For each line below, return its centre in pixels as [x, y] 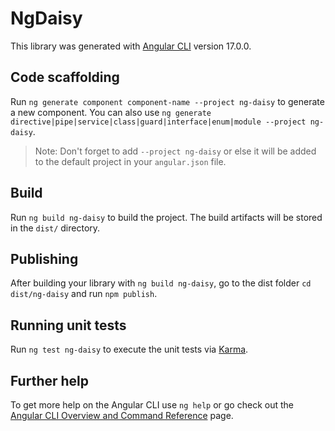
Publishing [44, 258]
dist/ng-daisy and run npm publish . [84, 294]
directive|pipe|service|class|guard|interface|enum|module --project [158, 122]
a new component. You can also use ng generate [111, 112]
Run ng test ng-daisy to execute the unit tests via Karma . [129, 349]
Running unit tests [68, 325]
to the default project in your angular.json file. [130, 161]
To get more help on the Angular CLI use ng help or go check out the [152, 405]
